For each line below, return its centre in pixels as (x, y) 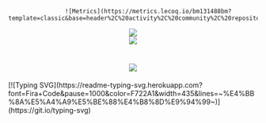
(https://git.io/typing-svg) (49, 110)
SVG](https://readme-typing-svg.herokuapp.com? (121, 85)
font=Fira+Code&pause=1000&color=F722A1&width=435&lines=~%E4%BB (131, 93)
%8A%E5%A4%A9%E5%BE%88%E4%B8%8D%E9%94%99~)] (114, 102)
